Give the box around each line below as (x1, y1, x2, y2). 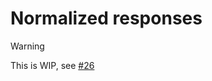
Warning (10, 40, 45, 52)
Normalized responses (10, 7, 203, 30)
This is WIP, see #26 (10, 59, 95, 71)
